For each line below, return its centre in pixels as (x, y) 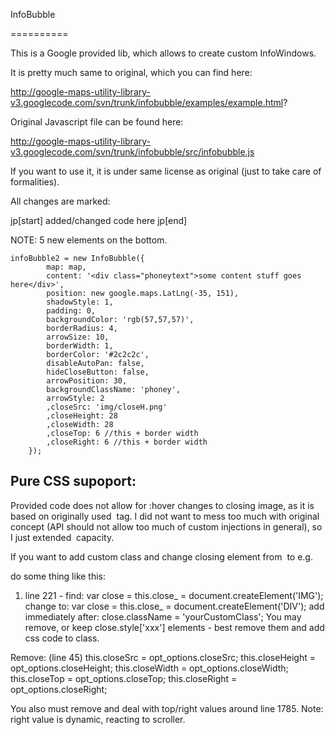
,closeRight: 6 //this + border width (127, 442)
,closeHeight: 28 (82, 416)
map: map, (66, 267)
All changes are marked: (60, 201)
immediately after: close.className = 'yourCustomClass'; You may (163, 616)
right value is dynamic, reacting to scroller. (98, 719)
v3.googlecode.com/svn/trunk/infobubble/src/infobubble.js (132, 152)
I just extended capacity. (62, 537)
